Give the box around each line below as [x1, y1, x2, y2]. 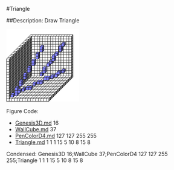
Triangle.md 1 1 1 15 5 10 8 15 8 [14, 139, 91, 146]
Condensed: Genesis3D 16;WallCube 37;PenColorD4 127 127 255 [6, 151, 168, 157]
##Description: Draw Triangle [6, 17, 80, 24]
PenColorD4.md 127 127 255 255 [14, 132, 97, 139]
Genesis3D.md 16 [14, 119, 59, 126]
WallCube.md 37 [14, 126, 57, 132]
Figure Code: [6, 108, 39, 114]
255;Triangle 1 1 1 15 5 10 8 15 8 [6, 157, 83, 164]
